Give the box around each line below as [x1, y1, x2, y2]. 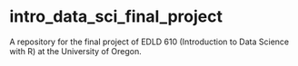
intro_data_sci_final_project [9, 6, 223, 27]
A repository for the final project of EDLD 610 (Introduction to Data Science [9, 36, 289, 47]
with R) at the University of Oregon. [9, 45, 143, 56]
